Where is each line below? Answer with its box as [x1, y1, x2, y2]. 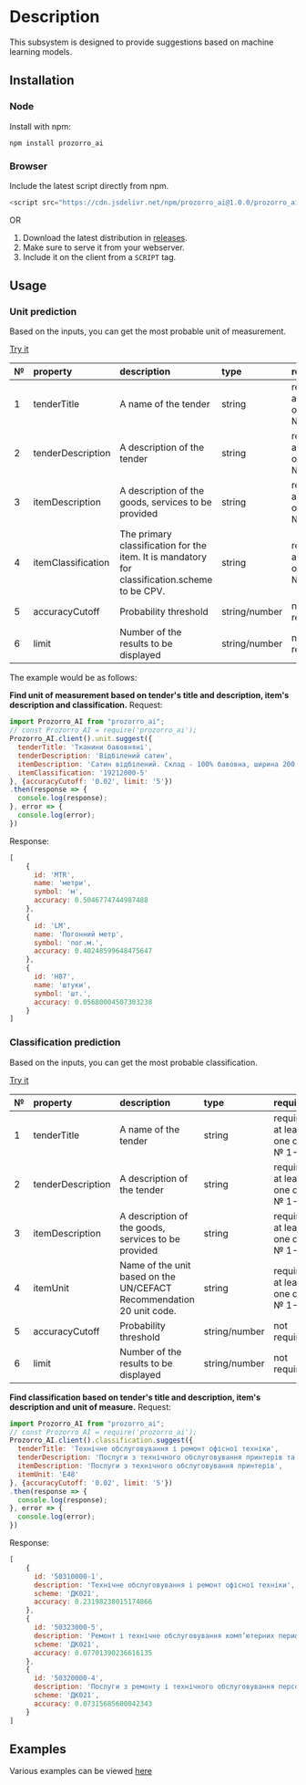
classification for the [119, 539, 208, 552]
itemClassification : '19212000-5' [17, 768, 148, 778]
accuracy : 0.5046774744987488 [33, 896, 148, 905]
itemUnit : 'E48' [17, 1469, 79, 1479]
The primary [119, 527, 172, 540]
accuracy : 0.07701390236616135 [33, 1648, 153, 1657]
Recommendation [119, 1293, 196, 1306]
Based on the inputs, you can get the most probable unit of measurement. [9, 326, 287, 337]
